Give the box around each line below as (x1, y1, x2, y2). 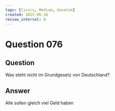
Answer (5, 86, 31, 95)
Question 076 (5, 38, 63, 50)
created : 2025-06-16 (5, 12, 49, 17)
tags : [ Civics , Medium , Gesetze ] (5, 7, 75, 13)
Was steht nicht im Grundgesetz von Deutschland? (5, 72, 110, 78)
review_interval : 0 (5, 17, 46, 22)
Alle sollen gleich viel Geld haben (5, 100, 74, 106)
